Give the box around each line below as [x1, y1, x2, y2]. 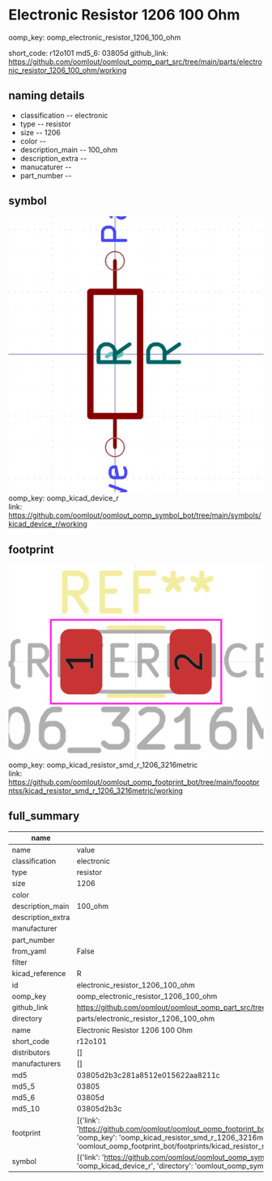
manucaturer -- [19, 162, 72, 172]
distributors [11, 1047, 51, 1058]
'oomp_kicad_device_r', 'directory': [76, 1161, 193, 1170]
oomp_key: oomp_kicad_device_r [8, 493, 120, 503]
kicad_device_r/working [8, 519, 87, 529]
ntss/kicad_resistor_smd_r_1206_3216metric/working [8, 786, 184, 795]
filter [11, 957, 28, 967]
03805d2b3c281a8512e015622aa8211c [76, 1070, 220, 1080]
